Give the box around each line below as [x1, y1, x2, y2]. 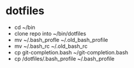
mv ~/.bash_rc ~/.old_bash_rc [14, 43, 88, 50]
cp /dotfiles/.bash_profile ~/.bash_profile [14, 55, 115, 62]
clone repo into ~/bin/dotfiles [14, 30, 86, 37]
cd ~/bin [14, 24, 35, 31]
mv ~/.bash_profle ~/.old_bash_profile [14, 36, 108, 43]
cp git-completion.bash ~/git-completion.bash [14, 48, 129, 56]
